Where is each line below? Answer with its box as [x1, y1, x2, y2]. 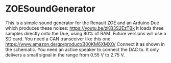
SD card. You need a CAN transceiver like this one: [5, 36, 112, 42]
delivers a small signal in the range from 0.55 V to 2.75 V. [5, 51, 125, 58]
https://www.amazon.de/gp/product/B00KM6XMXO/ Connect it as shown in [5, 41, 165, 47]
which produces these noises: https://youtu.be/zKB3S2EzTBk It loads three [5, 25, 164, 31]
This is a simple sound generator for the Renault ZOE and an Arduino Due [5, 20, 159, 26]
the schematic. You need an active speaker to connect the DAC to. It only [5, 46, 159, 52]
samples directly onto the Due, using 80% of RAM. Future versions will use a [5, 30, 166, 36]
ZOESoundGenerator [5, 3, 95, 15]
